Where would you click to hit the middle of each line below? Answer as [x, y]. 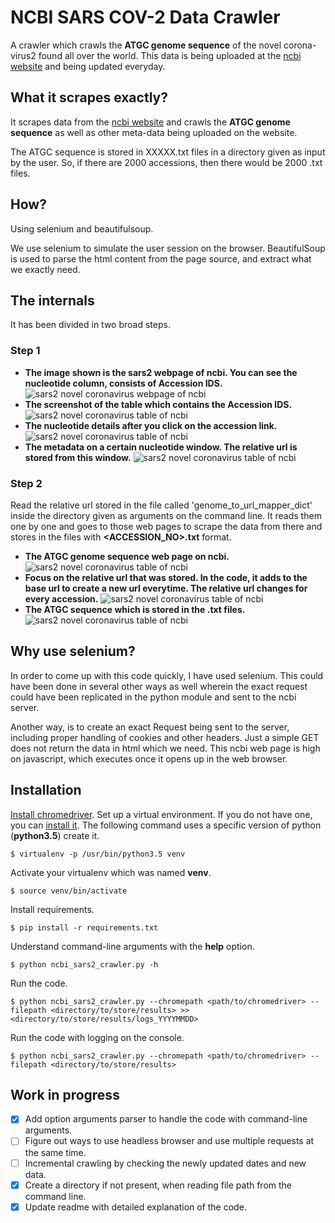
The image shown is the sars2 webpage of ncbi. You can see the [161, 372]
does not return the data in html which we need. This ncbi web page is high [165, 748]
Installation [46, 790]
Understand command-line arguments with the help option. [132, 946]
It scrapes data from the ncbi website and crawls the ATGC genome [150, 122]
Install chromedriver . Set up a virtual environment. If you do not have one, [161, 814]
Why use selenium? [73, 651]
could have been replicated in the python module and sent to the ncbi [153, 697]
